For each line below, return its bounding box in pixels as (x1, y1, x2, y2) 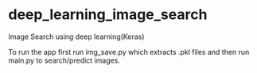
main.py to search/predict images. (8, 56, 121, 65)
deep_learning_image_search (8, 6, 208, 24)
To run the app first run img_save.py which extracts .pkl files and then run (8, 47, 250, 56)
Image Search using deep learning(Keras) (8, 32, 145, 41)
